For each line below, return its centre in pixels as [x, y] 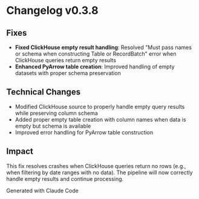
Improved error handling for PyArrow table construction [84, 132]
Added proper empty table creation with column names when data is [100, 119]
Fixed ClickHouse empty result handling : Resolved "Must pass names [103, 47]
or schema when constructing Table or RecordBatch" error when [96, 54]
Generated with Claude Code [42, 191]
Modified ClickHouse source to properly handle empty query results [100, 106]
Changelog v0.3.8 [52, 11]
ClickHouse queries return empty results [66, 60]
